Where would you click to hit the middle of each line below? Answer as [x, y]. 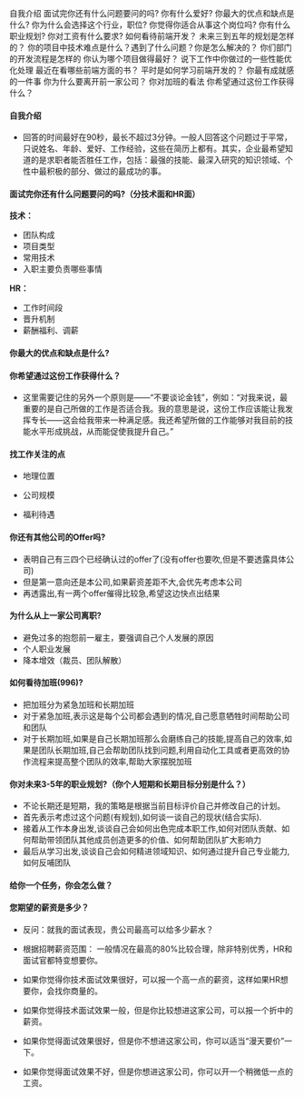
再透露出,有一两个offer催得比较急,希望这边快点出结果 [121, 593]
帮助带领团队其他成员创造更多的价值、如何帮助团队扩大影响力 [146, 840]
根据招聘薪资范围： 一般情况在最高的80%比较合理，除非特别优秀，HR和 [157, 949]
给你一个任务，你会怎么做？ [61, 885]
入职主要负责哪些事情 [62, 269]
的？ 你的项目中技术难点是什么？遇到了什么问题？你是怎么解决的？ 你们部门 [151, 47]
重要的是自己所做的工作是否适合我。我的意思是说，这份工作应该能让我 [154, 409]
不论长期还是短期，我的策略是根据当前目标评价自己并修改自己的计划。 [154, 806]
